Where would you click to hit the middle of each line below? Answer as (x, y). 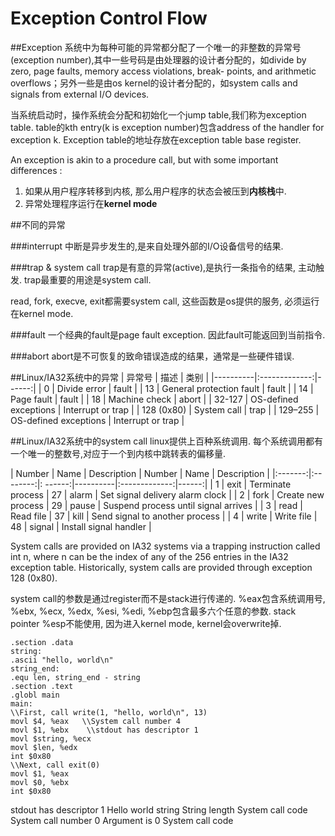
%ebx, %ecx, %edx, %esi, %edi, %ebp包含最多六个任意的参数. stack (153, 611)
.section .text (42, 686)
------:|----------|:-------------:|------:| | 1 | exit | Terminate (168, 484)
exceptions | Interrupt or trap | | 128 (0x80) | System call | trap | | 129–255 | (165, 409)
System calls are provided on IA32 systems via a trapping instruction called (165, 546)
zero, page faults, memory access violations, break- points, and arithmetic (163, 71)
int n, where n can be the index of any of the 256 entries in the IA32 (149, 556)
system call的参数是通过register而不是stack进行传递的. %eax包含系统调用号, (168, 598)
